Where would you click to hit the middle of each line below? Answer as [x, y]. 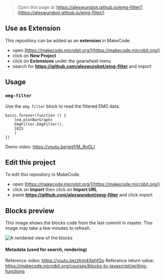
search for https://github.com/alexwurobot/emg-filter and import [82, 66]
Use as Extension [33, 28]
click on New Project [34, 55]
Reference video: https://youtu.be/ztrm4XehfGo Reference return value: [80, 260]
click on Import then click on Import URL [55, 190]
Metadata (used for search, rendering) [46, 249]
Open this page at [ [37, 7]
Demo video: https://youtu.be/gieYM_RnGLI [50, 147]
